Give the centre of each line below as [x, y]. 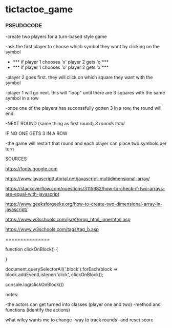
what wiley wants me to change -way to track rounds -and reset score [79, 320]
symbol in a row [22, 98]
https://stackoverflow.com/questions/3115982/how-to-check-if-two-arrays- [85, 189]
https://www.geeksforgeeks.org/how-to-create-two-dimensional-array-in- [84, 204]
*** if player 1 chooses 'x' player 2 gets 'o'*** [61, 62]
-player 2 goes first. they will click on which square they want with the [79, 78]
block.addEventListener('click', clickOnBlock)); [55, 275]
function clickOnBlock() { [32, 249]
